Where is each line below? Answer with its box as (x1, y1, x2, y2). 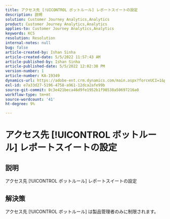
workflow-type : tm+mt (5, 92, 51, 97)
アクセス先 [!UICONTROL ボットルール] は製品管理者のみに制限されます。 (5, 208, 159, 214)
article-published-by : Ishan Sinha (5, 59, 80, 64)
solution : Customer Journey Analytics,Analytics (5, 17, 110, 22)
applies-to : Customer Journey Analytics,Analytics (5, 26, 114, 31)
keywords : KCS (5, 31, 35, 36)
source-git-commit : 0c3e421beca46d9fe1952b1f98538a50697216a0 (5, 87, 139, 93)
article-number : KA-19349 (5, 73, 60, 78)
